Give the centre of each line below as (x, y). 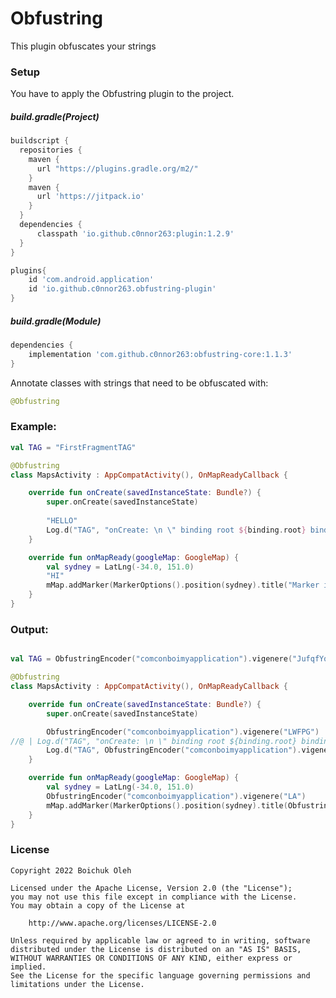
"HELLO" (62, 521)
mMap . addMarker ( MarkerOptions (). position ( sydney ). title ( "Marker (183, 585)
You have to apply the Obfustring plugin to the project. (122, 94)
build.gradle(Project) (55, 116)
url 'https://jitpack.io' (90, 197)
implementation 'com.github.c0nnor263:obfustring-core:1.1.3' (160, 354)
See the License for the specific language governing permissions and (160, 975)
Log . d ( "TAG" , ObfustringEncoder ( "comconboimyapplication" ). (174, 750)
